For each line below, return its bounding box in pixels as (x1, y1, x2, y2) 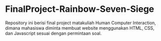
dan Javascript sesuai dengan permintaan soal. (5, 30, 102, 36)
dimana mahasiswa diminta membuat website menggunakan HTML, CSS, (5, 25, 155, 31)
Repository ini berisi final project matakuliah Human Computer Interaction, (5, 20, 156, 26)
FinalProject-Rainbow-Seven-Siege (5, 3, 155, 15)
